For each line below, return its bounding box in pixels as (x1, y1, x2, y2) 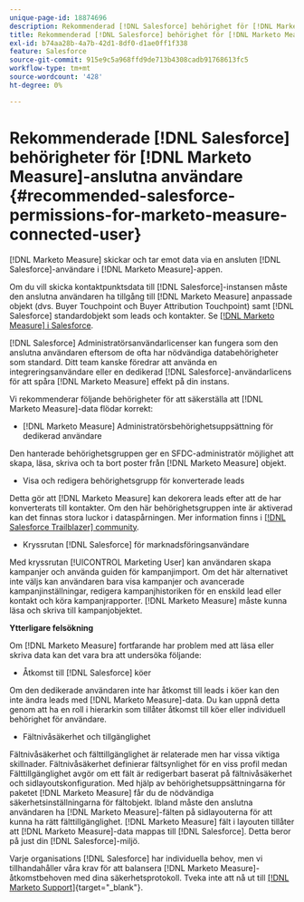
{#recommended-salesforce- (9, 185, 236, 206)
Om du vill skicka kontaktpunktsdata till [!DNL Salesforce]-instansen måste (9, 281, 288, 292)
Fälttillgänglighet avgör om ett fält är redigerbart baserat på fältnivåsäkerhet (9, 768, 292, 779)
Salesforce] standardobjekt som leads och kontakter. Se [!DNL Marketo (9, 310, 275, 321)
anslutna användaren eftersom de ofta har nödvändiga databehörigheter (9, 346, 279, 358)
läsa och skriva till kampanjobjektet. (9, 605, 143, 616)
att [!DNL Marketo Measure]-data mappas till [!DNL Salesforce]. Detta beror (9, 826, 291, 837)
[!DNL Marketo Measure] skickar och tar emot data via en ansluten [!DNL (9, 254, 281, 265)
